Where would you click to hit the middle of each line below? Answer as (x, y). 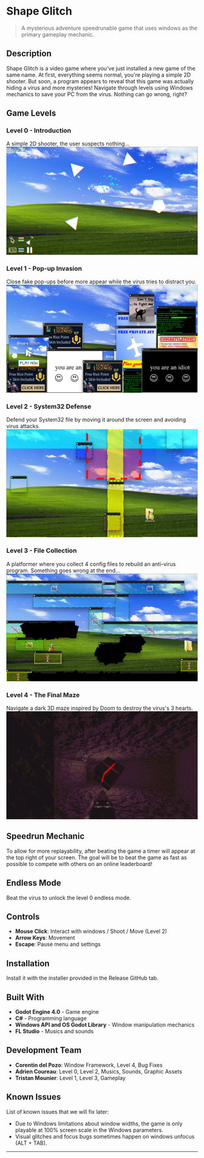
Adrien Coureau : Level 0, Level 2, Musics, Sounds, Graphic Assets (98, 1071)
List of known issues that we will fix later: (58, 1112)
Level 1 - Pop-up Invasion (44, 268)
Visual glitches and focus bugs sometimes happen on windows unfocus (105, 1136)
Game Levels (31, 113)
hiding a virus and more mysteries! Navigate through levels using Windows (100, 88)
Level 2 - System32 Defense (49, 406)
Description (29, 54)
